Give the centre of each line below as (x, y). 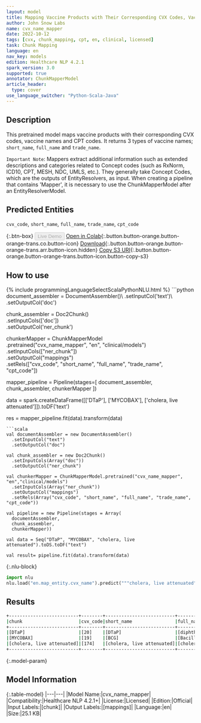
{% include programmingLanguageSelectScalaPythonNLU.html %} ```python (100, 290)
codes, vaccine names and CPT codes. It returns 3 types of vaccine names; (100, 141)
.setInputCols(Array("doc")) (48, 461)
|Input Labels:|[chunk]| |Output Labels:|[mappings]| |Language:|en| (89, 707)
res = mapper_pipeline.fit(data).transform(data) (64, 418)
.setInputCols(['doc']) (33, 321)
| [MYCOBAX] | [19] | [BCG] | (92, 638)
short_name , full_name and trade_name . (54, 147)
